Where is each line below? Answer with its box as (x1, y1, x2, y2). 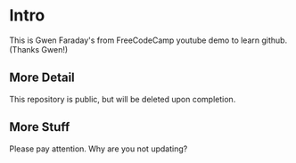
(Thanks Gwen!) (9, 44, 69, 54)
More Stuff (9, 119, 70, 134)
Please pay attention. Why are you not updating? (9, 143, 188, 154)
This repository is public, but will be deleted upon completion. (9, 94, 236, 104)
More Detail (9, 70, 76, 86)
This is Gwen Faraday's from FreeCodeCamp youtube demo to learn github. (9, 35, 288, 45)
